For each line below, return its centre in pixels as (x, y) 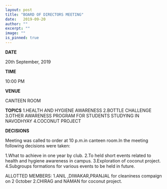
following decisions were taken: (38, 145)
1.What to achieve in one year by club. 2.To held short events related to (78, 155)
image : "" (15, 33)
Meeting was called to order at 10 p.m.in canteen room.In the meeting (77, 140)
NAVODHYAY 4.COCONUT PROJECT (43, 121)
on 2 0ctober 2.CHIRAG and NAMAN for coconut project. (64, 181)
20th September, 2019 (28, 62)
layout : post (19, 10)
